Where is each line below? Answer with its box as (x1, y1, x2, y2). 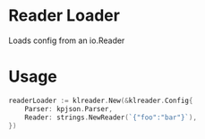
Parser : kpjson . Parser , (24, 104, 114, 113)
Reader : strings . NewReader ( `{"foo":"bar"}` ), (24, 113, 198, 122)
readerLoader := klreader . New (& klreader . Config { (8, 96, 193, 105)
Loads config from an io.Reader (8, 35, 125, 46)
